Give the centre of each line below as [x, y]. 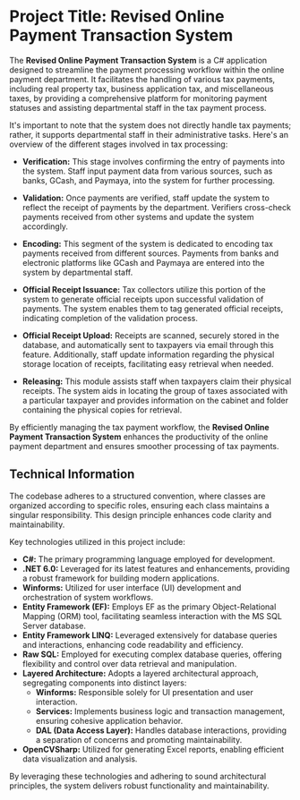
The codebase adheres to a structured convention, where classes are [137, 496]
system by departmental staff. [77, 272]
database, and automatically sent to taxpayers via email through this [148, 345]
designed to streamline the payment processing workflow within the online [147, 70]
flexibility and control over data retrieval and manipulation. [129, 663]
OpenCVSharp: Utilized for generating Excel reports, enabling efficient [153, 749]
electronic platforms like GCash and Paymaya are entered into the [143, 262]
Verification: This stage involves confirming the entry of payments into [153, 161]
